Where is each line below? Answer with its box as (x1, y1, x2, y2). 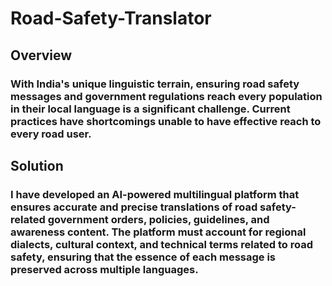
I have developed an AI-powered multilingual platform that (10, 187, 300, 201)
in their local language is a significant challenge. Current (10, 102, 291, 116)
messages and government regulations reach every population (10, 89, 323, 103)
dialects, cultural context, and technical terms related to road (10, 237, 313, 251)
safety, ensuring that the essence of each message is (10, 250, 277, 264)
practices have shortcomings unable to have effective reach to (10, 114, 322, 128)
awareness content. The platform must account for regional (10, 225, 307, 239)
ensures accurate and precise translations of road (10, 200, 258, 214)
